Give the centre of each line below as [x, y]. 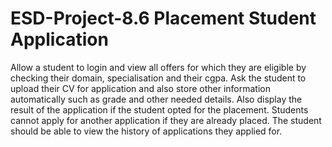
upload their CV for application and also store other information [141, 88]
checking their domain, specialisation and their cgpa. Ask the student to [158, 78]
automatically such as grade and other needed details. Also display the [156, 99]
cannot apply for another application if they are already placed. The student [166, 120]
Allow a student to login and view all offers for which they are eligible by [158, 67]
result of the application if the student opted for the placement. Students [159, 109]
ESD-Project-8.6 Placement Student [163, 18]
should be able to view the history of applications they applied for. [146, 131]
